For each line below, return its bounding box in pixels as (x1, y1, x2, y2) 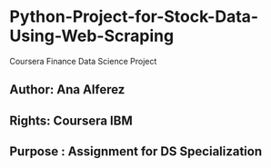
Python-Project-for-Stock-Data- (9, 6, 259, 27)
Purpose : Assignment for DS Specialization (9, 143, 263, 160)
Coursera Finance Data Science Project (9, 55, 157, 66)
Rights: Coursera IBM (9, 113, 134, 128)
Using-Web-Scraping (9, 25, 175, 46)
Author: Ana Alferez (9, 82, 125, 97)
